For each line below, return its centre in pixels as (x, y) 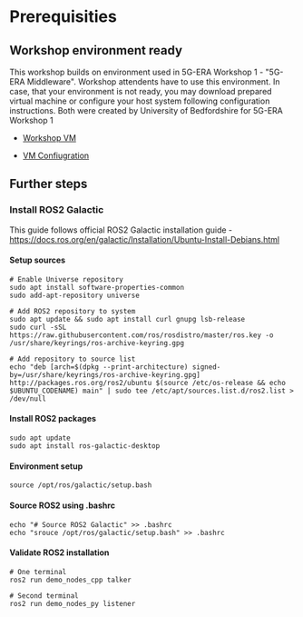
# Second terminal (44, 596)
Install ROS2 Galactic (57, 210)
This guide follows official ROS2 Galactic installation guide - (121, 230)
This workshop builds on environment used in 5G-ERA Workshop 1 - (137, 72)
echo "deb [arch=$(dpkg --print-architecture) (99, 367)
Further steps (49, 184)
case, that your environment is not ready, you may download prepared (141, 91)
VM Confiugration (56, 155)
